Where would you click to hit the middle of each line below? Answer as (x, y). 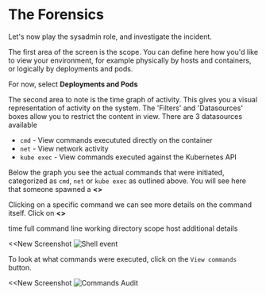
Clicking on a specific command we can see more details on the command (130, 205)
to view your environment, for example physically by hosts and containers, (130, 60)
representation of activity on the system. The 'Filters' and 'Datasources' (126, 108)
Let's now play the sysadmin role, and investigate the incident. (110, 36)
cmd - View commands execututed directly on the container (116, 140)
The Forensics (56, 15)
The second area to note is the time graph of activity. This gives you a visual (133, 99)
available (23, 125)
